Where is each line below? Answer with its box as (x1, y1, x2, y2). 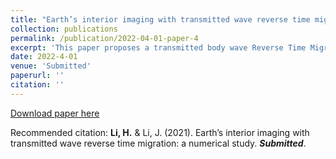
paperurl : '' (10, 71, 65, 81)
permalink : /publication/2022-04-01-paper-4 (10, 33, 199, 43)
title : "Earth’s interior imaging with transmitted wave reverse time (10, 14, 311, 25)
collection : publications (10, 24, 118, 34)
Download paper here (10, 107, 100, 119)
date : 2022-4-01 (10, 52, 78, 62)
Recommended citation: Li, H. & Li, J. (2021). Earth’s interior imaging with (10, 126, 310, 138)
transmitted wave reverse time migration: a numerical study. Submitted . (10, 137, 307, 149)
